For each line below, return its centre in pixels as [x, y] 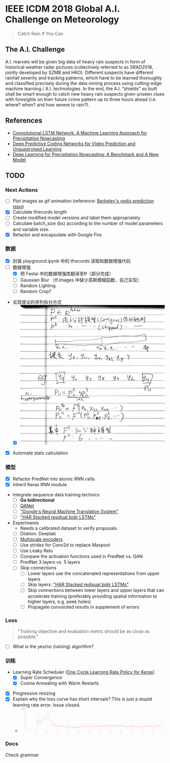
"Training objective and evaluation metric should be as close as [84, 631]
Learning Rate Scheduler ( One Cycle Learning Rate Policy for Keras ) [83, 672]
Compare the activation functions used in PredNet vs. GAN [81, 557]
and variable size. [31, 229]
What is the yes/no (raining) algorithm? [53, 646]
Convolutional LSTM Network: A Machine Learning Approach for [80, 133]
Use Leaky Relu [36, 551]
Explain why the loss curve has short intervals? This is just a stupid [82, 699]
